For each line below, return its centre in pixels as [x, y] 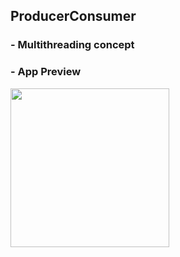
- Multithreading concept [72, 45]
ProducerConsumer [73, 16]
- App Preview [46, 72]
